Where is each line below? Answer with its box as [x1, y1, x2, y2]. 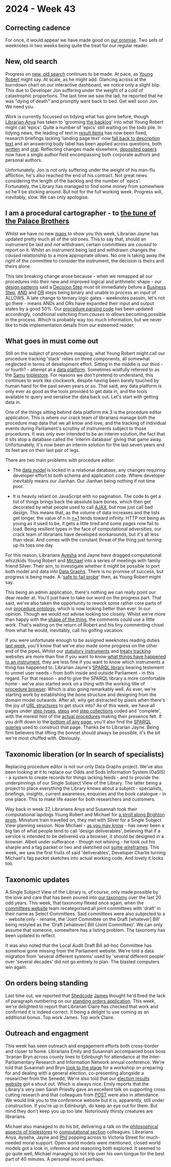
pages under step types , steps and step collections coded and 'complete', [5, 708, 161, 714]
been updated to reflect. [5, 933, 56, 939]
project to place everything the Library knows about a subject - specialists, [5, 785, 163, 791]
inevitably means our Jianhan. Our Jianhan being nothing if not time [12, 478, 156, 484]
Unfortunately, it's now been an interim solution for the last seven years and [5, 442, 165, 448]
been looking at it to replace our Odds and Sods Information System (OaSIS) [5, 769, 166, 775]
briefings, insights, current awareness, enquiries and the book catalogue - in [5, 791, 166, 797]
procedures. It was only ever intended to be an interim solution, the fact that [5, 431, 165, 437]
